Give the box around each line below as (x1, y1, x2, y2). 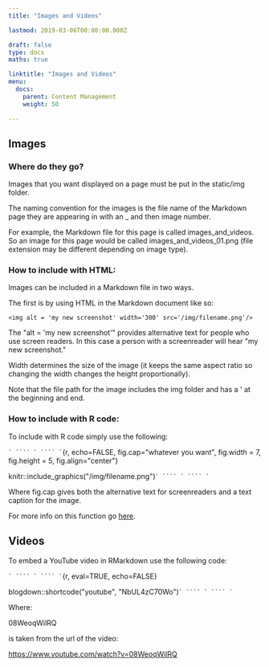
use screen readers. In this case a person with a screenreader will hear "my (8, 337, 259, 346)
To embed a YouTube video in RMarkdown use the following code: (8, 555, 227, 565)
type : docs (8, 48, 45, 56)
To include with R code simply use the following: (8, 432, 169, 441)
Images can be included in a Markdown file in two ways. (8, 283, 194, 293)
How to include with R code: (8, 413, 120, 424)
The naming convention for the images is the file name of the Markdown (8, 203, 247, 213)
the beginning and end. (8, 393, 86, 403)
